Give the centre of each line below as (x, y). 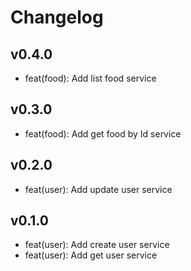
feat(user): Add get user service (91, 255)
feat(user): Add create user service (97, 245)
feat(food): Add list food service (90, 78)
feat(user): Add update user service (98, 189)
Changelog (57, 17)
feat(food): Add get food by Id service (103, 133)
